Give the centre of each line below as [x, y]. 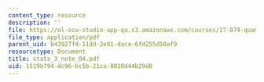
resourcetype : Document [47, 52]
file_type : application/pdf [54, 37]
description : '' [35, 23]
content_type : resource [47, 15]
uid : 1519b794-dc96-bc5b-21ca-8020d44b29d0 [81, 66]
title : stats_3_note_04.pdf [54, 59]
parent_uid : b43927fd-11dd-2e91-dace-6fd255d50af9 [93, 45]
